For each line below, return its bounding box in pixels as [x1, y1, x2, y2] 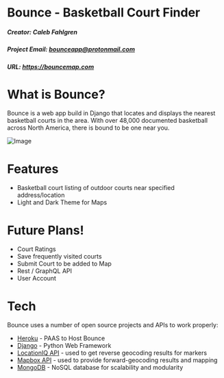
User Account [16, 274, 57, 283]
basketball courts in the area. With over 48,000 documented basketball [7, 117, 208, 125]
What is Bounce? [7, 86, 105, 102]
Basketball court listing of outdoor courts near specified [16, 184, 175, 192]
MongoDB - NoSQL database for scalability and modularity [16, 364, 184, 372]
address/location [16, 191, 65, 200]
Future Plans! [7, 222, 84, 238]
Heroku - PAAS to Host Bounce [16, 334, 105, 342]
